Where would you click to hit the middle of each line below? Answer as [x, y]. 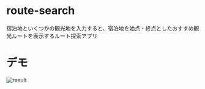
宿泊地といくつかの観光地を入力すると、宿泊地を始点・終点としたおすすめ [100, 28]
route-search [41, 11]
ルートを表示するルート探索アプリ [54, 36]
